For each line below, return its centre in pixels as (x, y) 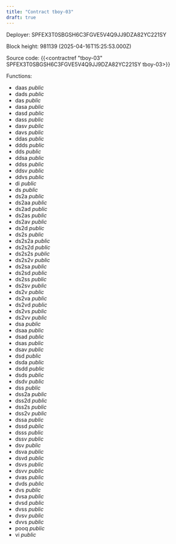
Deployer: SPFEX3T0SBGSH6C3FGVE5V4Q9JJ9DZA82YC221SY (86, 34)
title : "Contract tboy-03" (40, 12)
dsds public (29, 375)
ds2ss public (31, 279)
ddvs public (29, 177)
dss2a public (31, 394)
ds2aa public (31, 203)
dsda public (29, 362)
